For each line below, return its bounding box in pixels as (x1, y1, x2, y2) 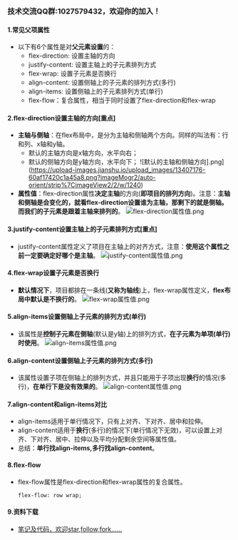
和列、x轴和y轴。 (17, 140, 69, 148)
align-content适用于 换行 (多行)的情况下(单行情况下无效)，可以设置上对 (17, 426, 223, 434)
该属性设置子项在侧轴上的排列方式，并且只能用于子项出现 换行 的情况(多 (17, 373, 227, 382)
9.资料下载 (7, 508, 39, 516)
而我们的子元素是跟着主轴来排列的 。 (17, 207, 125, 215)
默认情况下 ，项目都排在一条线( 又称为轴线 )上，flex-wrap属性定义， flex (17, 285, 224, 294)
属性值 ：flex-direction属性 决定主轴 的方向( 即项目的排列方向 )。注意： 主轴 (17, 189, 231, 198)
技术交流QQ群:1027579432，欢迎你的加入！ (7, 6, 161, 16)
